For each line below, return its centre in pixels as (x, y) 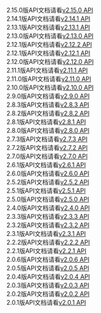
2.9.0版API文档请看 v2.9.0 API (48, 96)
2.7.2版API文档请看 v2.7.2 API (47, 148)
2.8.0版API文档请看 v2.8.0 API (48, 130)
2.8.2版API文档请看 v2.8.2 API (48, 113)
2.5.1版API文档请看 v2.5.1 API (46, 191)
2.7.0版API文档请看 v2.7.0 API (47, 156)
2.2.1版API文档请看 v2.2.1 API (46, 251)
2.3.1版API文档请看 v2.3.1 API (46, 234)
